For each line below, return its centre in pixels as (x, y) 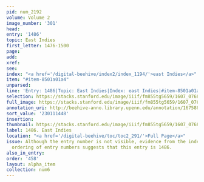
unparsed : (19, 86)
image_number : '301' (32, 23)
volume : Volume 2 (28, 18)
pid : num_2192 (24, 12)
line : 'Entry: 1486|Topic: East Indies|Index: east (73, 91)
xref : (13, 62)
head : (13, 29)
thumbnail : (20, 125)
